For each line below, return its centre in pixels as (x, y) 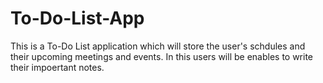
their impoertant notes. (57, 67)
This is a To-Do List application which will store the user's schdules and (158, 46)
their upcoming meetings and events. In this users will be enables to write (162, 56)
